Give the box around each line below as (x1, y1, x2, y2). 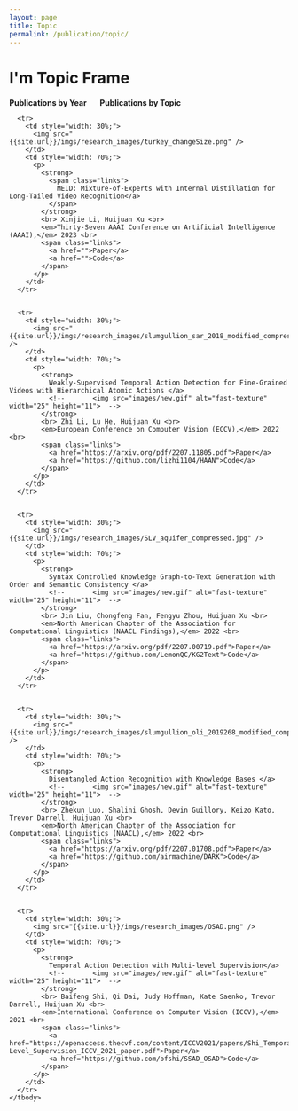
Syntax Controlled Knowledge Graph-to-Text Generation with (48, 573, 276, 582)
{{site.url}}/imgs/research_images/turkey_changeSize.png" (9, 138, 232, 147)
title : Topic (9, 21, 58, 30)
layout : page (9, 12, 58, 22)
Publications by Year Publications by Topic (9, 98, 182, 108)
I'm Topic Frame (9, 67, 130, 88)
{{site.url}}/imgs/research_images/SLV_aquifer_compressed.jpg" (9, 534, 252, 543)
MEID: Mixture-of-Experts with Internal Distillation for (56, 184, 276, 194)
